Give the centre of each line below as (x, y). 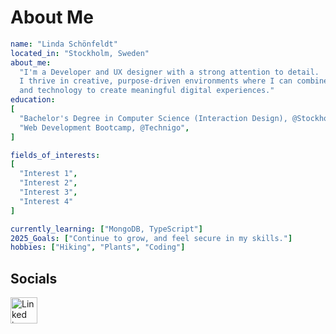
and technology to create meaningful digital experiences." (147, 91)
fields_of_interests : (55, 155)
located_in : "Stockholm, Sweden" (80, 53)
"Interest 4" (46, 201)
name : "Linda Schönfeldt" (64, 44)
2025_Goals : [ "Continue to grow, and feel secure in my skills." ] (151, 238)
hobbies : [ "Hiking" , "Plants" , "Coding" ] (98, 247)
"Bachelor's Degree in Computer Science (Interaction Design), (153, 118)
